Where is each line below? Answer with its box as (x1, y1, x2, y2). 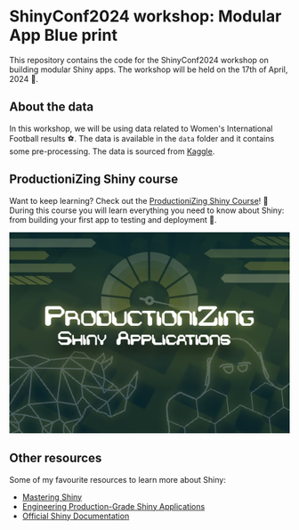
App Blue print (9, 25, 118, 45)
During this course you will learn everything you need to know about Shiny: (9, 205, 285, 216)
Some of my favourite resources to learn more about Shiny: (9, 474, 227, 485)
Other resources (9, 451, 102, 466)
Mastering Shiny (21, 492, 83, 502)
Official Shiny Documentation (21, 510, 130, 521)
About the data (9, 100, 94, 115)
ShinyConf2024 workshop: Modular (9, 6, 282, 27)
